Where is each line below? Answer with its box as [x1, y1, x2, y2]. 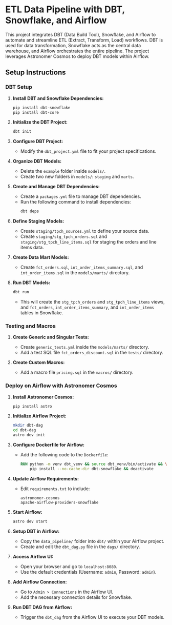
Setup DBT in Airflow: [12, 528, 60, 534]
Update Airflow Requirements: [12, 475, 79, 481]
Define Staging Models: [12, 218, 64, 224]
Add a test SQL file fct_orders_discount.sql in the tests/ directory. [20, 350, 164, 356]
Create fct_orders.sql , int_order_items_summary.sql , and [20, 264, 143, 270]
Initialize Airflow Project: [12, 413, 67, 419]
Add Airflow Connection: [12, 578, 67, 585]
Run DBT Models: [12, 279, 51, 286]
